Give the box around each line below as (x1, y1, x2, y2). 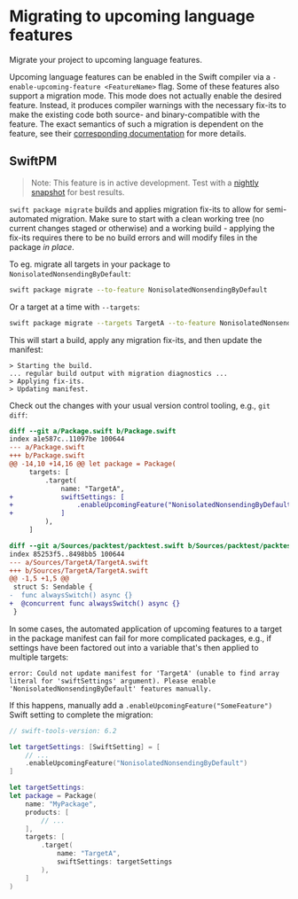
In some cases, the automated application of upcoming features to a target (9, 623, 282, 634)
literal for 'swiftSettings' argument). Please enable (9, 676, 216, 685)
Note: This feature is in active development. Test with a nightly (30, 177, 259, 188)
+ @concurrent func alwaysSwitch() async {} (9, 599, 180, 608)
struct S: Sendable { (12, 582, 93, 591)
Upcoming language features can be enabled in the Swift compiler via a (9, 71, 271, 82)
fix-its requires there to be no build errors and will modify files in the (9, 232, 258, 243)
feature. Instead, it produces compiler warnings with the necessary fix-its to (9, 99, 286, 110)
